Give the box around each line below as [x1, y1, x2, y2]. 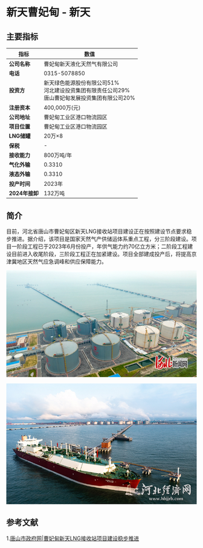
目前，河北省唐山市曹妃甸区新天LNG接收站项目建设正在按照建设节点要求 [6, 228, 187, 235]
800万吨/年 [43, 151, 72, 159]
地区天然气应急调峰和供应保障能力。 [16, 258, 107, 266]
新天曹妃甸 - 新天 [6, 5, 91, 19]
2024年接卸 [8, 190, 39, 197]
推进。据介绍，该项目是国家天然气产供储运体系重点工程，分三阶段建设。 [11, 235, 192, 243]
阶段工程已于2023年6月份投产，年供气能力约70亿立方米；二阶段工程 [16, 243, 188, 250]
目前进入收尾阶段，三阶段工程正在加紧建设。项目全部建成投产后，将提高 [11, 250, 192, 258]
